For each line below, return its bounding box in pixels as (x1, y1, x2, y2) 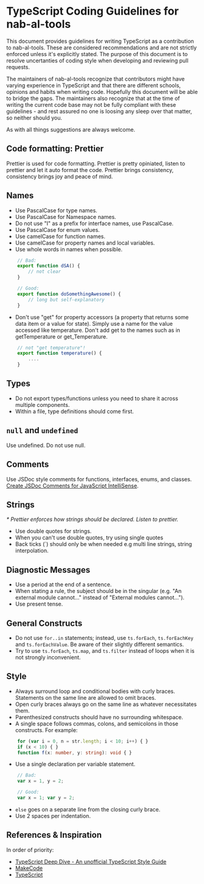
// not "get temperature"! (17, 345, 86, 351)
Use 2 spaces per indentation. (15, 812, 91, 819)
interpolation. (15, 547, 49, 555)
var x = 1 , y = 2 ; (17, 778, 64, 785)
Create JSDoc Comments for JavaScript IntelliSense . (6, 482, 139, 489)
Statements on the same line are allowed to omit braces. (15, 694, 157, 701)
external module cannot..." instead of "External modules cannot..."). (15, 594, 185, 602)
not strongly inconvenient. (15, 653, 81, 661)
